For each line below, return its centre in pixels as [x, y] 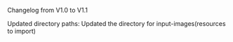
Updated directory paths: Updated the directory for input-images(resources [116, 23]
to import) [22, 31]
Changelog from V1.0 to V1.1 [47, 10]
